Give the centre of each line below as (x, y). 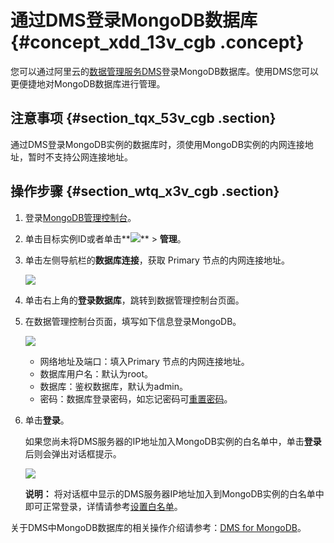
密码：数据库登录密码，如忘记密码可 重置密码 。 (136, 398)
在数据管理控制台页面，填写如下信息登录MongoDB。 (133, 321)
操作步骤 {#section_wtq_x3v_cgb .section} (145, 191)
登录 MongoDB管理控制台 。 (80, 217)
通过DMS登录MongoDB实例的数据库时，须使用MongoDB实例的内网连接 (157, 144)
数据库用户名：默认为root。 (96, 373)
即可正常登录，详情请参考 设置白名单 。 (103, 506)
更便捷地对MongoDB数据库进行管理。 (88, 83)
